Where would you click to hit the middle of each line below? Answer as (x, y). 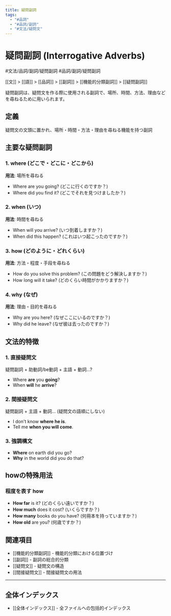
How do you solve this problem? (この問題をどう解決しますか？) (80, 274)
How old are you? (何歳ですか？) (47, 522)
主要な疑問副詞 (29, 148)
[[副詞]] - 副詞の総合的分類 (40, 560)
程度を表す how (24, 491)
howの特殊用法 (29, 475)
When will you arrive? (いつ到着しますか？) (58, 230)
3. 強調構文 (19, 441)
